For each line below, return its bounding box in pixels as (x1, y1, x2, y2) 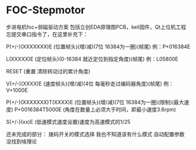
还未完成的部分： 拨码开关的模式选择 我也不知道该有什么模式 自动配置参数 (6, 130, 185, 137)
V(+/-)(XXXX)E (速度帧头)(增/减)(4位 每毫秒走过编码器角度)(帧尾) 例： (6, 80, 174, 87)
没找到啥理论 (6, 138, 37, 145)
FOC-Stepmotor (6, 3, 85, 17)
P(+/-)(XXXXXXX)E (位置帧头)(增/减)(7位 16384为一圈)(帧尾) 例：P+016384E (6, 43, 191, 50)
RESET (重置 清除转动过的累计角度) (6, 67, 91, 74)
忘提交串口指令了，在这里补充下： (6, 30, 88, 38)
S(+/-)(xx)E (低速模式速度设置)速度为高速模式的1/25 (6, 118, 130, 125)
